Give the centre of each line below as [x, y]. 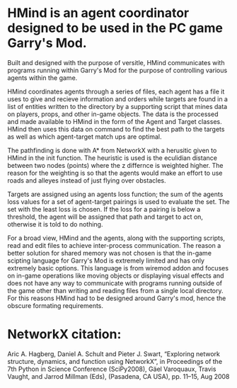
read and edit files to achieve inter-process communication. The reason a [114, 245]
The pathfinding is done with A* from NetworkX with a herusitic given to [112, 150]
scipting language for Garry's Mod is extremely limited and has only [106, 261]
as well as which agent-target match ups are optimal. [85, 137]
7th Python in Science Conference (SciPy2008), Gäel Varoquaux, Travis [112, 369]
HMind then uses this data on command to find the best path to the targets [116, 129]
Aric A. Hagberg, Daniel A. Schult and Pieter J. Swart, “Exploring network [114, 354]
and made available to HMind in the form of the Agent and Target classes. [115, 121]
